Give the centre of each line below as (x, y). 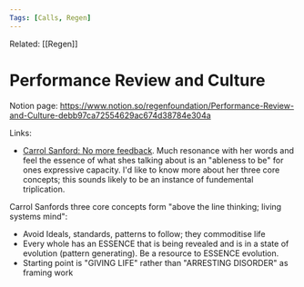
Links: (20, 133)
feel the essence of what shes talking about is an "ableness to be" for (153, 160)
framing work (48, 272)
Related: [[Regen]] (44, 44)
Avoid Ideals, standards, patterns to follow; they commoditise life (144, 233)
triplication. (44, 189)
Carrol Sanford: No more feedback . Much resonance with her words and (158, 150)
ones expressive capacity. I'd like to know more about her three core (151, 170)
